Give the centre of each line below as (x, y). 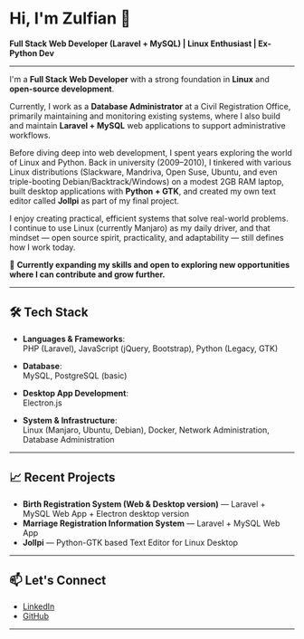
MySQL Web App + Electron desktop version (106, 513)
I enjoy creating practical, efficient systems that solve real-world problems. (149, 218)
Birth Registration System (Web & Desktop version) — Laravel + (144, 504)
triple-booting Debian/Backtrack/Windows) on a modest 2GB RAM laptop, (147, 181)
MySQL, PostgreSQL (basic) (75, 376)
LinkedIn (38, 606)
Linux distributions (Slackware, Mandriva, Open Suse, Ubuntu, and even (143, 172)
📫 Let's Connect (58, 580)
